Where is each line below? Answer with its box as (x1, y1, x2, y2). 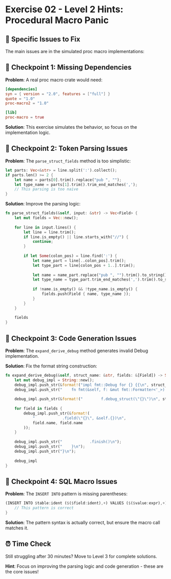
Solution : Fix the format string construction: (5, 363, 98, 369)
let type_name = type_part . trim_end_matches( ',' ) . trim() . (32, 277, 158, 282)
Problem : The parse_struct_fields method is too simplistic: (5, 157, 131, 164)
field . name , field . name (32, 420, 83, 425)
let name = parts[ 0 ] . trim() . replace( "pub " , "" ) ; (14, 177, 122, 182)
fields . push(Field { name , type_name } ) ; (41, 291, 131, 296)
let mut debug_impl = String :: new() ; (14, 377, 95, 383)
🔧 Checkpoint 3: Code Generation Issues (5, 334, 137, 343)
